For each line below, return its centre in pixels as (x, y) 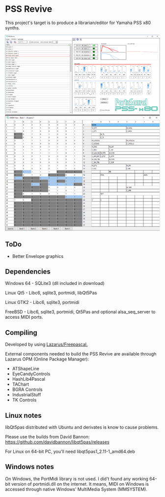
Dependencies (28, 272)
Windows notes (29, 467)
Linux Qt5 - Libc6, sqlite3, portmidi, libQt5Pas (51, 293)
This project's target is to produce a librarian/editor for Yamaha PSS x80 (78, 23)
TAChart (21, 385)
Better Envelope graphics (38, 256)
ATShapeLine (26, 369)
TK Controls (24, 400)
